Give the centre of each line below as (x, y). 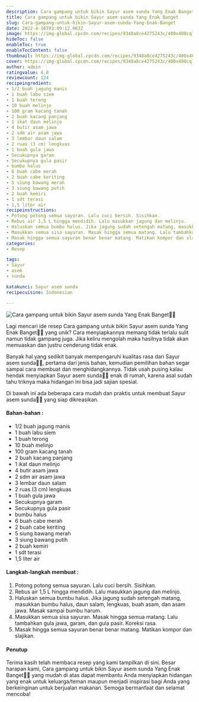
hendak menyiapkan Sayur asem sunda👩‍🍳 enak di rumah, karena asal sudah (99, 375)
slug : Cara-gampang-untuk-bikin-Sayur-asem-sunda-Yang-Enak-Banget (91, 23)
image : (14, 34)
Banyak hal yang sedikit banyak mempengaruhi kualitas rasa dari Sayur (93, 356)
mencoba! (18, 694)
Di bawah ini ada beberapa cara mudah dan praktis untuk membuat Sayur (96, 393)
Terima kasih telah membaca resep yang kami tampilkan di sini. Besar (91, 663)
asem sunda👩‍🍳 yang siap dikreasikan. (52, 399)
